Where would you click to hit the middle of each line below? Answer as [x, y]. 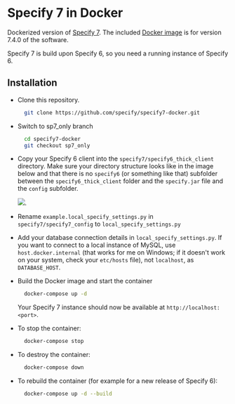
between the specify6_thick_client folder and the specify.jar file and [120, 181]
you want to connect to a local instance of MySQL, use [96, 245]
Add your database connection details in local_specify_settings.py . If [120, 238]
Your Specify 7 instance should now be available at [91, 307]
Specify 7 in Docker [65, 13]
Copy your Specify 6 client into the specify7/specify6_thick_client [115, 159]
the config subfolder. [48, 189]
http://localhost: [193, 308]
